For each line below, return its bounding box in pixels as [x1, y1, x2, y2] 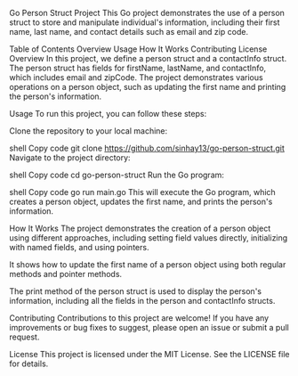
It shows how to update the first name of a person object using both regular [9, 259, 286, 270]
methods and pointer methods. [9, 269, 123, 279]
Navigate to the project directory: [9, 152, 131, 163]
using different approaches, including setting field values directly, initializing [9, 233, 288, 243]
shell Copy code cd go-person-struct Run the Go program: [9, 169, 225, 180]
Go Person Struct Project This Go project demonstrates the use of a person [9, 8, 285, 18]
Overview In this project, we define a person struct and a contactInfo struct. [9, 53, 287, 63]
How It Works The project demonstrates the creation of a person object [9, 223, 271, 233]
